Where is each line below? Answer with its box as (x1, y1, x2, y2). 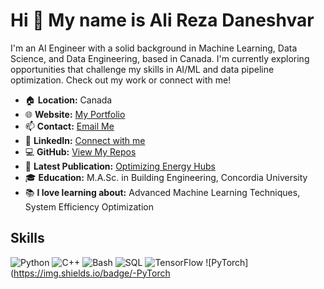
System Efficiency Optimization (24, 200, 154, 213)
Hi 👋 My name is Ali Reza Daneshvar (10, 9, 315, 32)
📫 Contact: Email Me (24, 120, 115, 132)
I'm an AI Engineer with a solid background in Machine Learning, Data (10, 42, 298, 54)
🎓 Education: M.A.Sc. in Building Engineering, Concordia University (24, 171, 308, 183)
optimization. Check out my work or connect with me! (10, 74, 232, 86)
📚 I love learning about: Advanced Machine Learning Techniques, (24, 186, 301, 198)
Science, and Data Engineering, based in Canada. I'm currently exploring (10, 52, 310, 64)
